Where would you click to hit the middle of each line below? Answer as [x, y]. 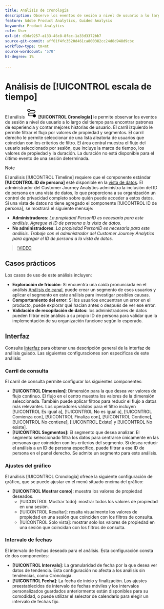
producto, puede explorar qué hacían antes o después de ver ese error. [84, 305]
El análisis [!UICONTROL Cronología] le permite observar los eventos [81, 117]
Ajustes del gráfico [28, 466]
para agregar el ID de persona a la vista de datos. [62, 238]
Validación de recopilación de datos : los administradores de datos [80, 311]
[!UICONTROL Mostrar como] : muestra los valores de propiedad [77, 491]
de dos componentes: [27, 555]
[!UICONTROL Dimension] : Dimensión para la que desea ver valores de [84, 391]
